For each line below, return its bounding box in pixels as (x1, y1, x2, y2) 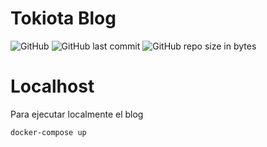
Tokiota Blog (10, 7, 117, 30)
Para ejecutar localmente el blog (10, 108, 144, 120)
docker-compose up (10, 127, 87, 137)
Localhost (10, 75, 95, 98)
